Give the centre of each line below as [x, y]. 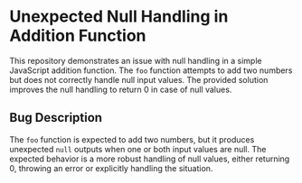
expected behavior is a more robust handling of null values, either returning [150, 159]
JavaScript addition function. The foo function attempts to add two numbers [151, 70]
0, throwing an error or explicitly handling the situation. [111, 168]
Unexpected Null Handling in [119, 17]
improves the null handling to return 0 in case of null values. [121, 89]
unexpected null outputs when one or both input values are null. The [138, 149]
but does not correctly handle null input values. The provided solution [139, 79]
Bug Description [56, 118]
